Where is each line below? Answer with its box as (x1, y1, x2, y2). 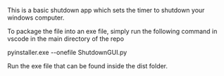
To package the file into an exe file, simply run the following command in (7, 27, 218, 35)
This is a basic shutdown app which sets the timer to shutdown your (7, 6, 205, 14)
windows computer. (7, 13, 65, 22)
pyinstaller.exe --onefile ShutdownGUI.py (7, 49, 127, 56)
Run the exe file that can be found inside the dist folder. (7, 62, 168, 70)
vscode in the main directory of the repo (7, 34, 125, 43)
